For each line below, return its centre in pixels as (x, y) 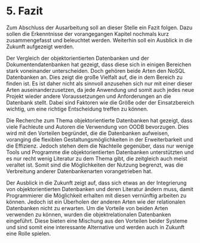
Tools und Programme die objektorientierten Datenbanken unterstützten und (100, 152)
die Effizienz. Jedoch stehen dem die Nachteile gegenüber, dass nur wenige (100, 146)
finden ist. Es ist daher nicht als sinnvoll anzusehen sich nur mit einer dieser (99, 83)
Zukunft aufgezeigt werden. (40, 47)
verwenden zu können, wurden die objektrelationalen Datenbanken (89, 214)
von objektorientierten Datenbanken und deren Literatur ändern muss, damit (100, 189)
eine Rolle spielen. (29, 233)
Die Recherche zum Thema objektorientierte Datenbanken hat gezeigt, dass (99, 120)
